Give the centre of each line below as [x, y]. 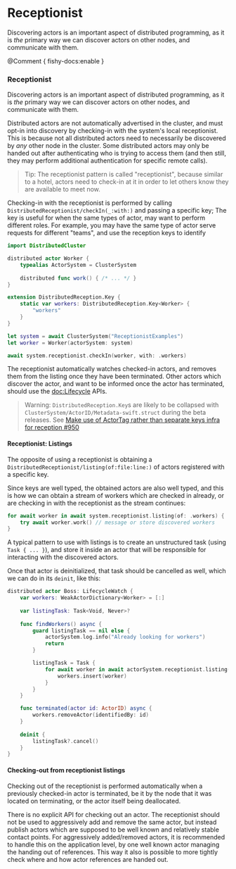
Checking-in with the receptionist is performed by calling [90, 203]
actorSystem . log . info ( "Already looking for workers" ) [125, 637]
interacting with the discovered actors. [63, 557]
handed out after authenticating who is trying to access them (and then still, [117, 154]
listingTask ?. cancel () [66, 741]
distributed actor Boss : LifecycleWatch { [70, 592]
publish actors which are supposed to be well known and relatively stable [113, 830]
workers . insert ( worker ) [92, 676]
